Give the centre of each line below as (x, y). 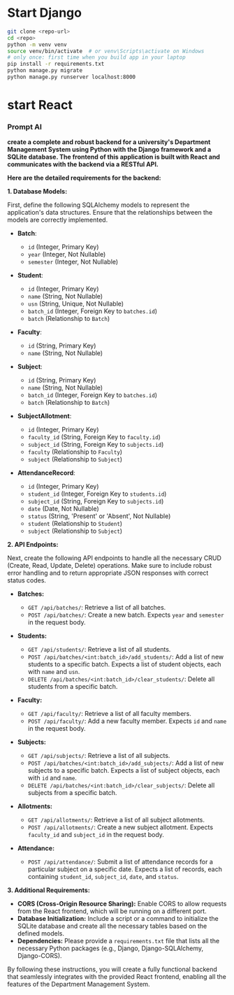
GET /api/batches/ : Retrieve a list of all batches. (97, 608)
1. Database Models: (37, 192)
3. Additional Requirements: (49, 890)
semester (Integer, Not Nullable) (73, 262)
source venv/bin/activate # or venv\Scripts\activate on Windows (106, 51)
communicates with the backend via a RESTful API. (83, 164)
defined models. (41, 933)
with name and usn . (54, 672)
